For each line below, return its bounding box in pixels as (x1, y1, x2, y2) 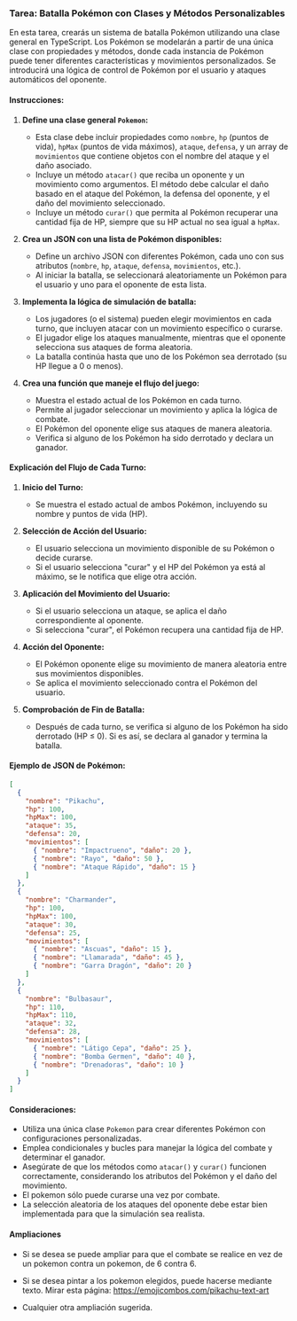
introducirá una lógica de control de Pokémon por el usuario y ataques (9, 65, 267, 75)
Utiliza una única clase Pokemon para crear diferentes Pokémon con (21, 1124, 266, 1135)
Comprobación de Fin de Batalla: (21, 704, 145, 715)
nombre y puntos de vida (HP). (35, 508, 148, 519)
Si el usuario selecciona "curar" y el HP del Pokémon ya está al (35, 561, 266, 572)
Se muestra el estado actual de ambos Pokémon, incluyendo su (35, 499, 268, 510)
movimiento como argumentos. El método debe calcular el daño (35, 178, 269, 189)
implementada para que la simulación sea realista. (21, 1208, 206, 1219)
